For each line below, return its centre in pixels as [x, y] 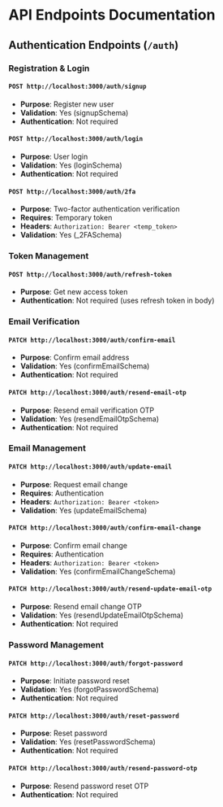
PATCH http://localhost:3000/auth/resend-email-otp [97, 392]
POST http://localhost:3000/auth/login [76, 139]
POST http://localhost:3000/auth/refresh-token [90, 274]
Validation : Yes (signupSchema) [74, 112]
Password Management [56, 645]
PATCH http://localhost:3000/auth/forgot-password [96, 663]
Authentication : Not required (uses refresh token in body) [117, 301]
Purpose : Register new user [67, 104]
